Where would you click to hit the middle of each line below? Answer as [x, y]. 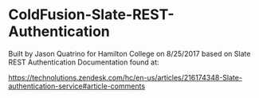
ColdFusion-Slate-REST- [91, 15]
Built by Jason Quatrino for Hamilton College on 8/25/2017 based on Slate [129, 53]
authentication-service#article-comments [77, 86]
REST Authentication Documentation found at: [84, 62]
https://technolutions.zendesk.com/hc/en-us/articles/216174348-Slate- [126, 77]
